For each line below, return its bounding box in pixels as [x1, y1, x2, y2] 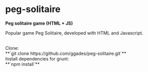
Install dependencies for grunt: [5, 55, 69, 61]
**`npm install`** [5, 61, 40, 67]
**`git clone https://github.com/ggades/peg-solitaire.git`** [5, 50, 126, 56]
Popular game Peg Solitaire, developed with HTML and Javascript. [5, 30, 143, 36]
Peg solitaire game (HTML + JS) [5, 20, 73, 26]
